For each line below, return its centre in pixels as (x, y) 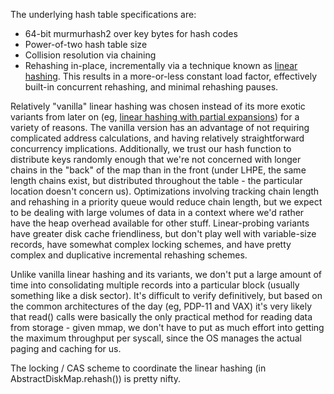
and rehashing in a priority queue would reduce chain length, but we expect (166, 202)
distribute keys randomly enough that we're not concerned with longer (156, 159)
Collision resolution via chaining (90, 55)
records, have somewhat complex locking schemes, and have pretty (151, 244)
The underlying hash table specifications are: (103, 14)
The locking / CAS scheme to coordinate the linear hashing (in (138, 368)
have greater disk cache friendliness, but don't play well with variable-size (163, 233)
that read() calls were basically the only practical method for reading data (161, 317)
